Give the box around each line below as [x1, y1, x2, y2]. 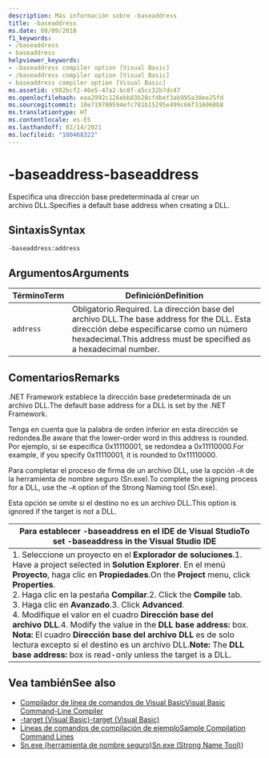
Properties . [12, 580, 56, 590]
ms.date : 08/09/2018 [8, 26, 78, 34]
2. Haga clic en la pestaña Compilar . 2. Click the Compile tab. [12, 589, 243, 600]
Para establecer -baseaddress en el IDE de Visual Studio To [18, 526, 251, 536]
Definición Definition [125, 290, 204, 301]
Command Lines [19, 732, 74, 741]
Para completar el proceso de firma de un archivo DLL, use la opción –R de [8, 466, 255, 475]
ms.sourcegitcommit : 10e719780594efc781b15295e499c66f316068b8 [8, 101, 224, 109]
